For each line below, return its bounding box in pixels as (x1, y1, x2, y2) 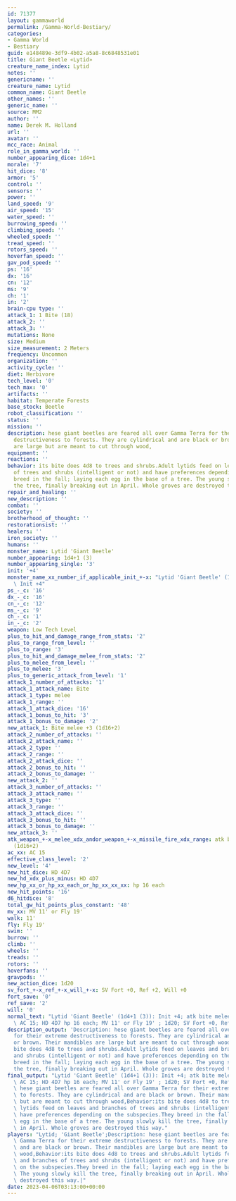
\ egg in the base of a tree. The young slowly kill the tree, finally (13, 1118, 228, 1125)
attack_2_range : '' (7, 751, 65, 758)
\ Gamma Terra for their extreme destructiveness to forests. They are (13, 1138, 228, 1145)
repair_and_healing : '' (7, 488, 77, 495)
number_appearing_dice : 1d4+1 (7, 154, 96, 162)
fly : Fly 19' (7, 921, 46, 928)
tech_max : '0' (7, 383, 49, 391)
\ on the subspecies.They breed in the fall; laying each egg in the (13, 1164, 221, 1171)
